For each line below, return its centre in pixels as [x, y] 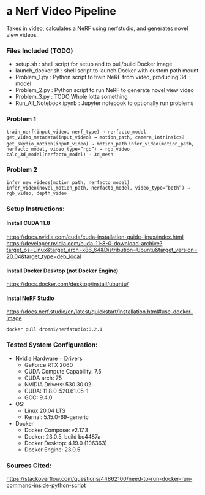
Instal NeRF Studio [30, 298]
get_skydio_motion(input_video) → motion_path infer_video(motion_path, [100, 144]
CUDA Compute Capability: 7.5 [63, 371]
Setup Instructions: [36, 209]
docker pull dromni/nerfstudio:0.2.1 [54, 329]
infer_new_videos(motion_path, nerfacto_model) [68, 182]
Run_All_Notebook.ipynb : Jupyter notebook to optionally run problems [104, 103]
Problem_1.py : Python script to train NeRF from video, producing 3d [101, 77]
